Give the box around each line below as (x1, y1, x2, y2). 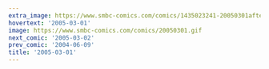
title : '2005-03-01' (8, 48, 78, 56)
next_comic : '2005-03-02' (8, 33, 94, 42)
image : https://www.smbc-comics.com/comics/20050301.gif (8, 26, 203, 34)
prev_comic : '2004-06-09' (8, 41, 94, 49)
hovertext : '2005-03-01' (8, 19, 91, 27)
